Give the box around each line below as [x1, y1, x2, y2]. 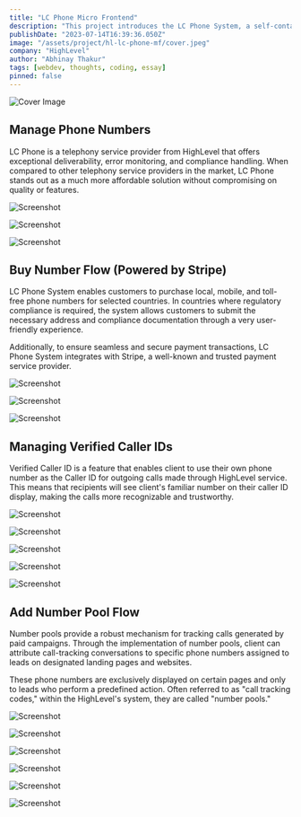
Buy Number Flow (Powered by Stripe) [9, 262, 227, 277]
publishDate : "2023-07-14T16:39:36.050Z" [9, 30, 167, 39]
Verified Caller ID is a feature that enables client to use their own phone [9, 463, 272, 474]
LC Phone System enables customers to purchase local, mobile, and [9, 286, 262, 297]
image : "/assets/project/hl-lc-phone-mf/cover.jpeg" [9, 38, 211, 48]
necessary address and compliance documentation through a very [9, 315, 255, 326]
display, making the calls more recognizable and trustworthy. [9, 491, 235, 503]
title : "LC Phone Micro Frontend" [9, 13, 139, 22]
